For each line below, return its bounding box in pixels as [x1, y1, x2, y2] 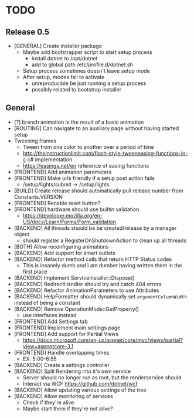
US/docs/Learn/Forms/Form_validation [22, 218, 117, 225]
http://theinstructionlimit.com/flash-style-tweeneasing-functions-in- [22, 149, 188, 157]
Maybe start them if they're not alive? [22, 405, 113, 412]
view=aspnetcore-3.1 [22, 342, 74, 349]
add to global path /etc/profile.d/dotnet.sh [31, 61, 133, 68]
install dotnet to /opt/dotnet [31, 55, 98, 62]
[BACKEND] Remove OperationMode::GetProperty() [13, 305, 139, 312]
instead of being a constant [13, 299, 80, 306]
